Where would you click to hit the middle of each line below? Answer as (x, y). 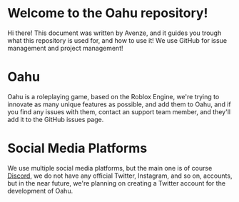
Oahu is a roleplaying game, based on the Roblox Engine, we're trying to (113, 96)
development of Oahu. (40, 191)
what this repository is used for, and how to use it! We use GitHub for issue (117, 40)
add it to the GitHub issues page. (56, 119)
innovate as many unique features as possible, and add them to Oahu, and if (119, 104)
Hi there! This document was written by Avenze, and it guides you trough (115, 33)
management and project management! (65, 48)
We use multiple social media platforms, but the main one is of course (110, 168)
